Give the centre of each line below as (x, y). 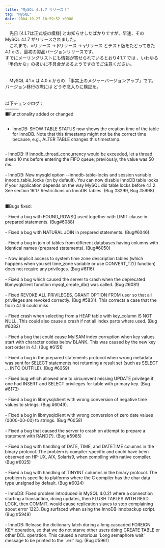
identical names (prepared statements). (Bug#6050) (58, 248)
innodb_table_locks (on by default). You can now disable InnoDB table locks (82, 180)
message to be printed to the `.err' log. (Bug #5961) (57, 541)
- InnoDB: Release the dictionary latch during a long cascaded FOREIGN (78, 525)
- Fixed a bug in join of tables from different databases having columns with (82, 243)
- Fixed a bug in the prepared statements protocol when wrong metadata (79, 358)
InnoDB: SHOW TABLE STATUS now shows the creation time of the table (85, 129)
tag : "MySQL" (18, 14)
